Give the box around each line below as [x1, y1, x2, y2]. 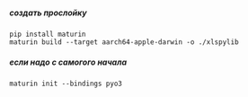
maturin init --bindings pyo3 [9, 79, 123, 88]
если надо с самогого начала [9, 57, 128, 67]
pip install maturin [9, 30, 87, 39]
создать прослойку [9, 7, 87, 18]
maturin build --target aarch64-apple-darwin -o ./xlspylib [9, 37, 240, 47]
